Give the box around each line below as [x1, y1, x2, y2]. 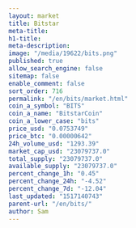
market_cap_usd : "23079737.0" [8, 147, 111, 155]
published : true [8, 57, 63, 65]
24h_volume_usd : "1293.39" [8, 139, 100, 148]
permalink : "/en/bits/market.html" [8, 95, 129, 103]
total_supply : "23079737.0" [8, 154, 104, 163]
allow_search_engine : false [8, 65, 104, 73]
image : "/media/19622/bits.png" [8, 49, 117, 57]
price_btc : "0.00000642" [8, 132, 92, 140]
